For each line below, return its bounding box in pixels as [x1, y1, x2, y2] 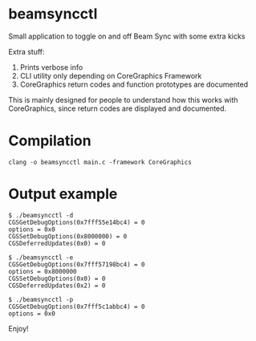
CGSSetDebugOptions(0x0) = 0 [8, 274, 106, 282]
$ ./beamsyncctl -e [8, 254, 74, 262]
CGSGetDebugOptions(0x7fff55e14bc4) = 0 [8, 218, 146, 226]
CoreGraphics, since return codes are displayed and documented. [8, 104, 227, 113]
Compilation [8, 132, 91, 150]
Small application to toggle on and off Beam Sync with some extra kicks [8, 31, 246, 41]
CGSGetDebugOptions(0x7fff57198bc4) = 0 [8, 260, 146, 269]
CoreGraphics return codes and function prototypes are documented [19, 79, 249, 89]
